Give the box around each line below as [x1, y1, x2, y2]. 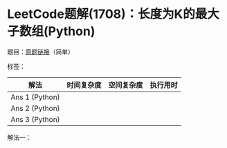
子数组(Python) [7, 23, 96, 39]
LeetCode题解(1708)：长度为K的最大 [7, 6, 219, 22]
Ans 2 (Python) [10, 103, 60, 113]
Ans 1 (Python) [10, 92, 60, 102]
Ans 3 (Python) [10, 114, 60, 124]
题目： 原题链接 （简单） [7, 47, 74, 56]
